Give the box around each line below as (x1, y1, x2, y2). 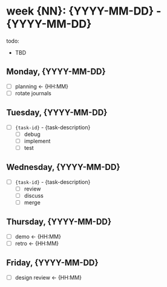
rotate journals (15, 89, 51, 96)
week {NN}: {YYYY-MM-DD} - (6, 4, 162, 18)
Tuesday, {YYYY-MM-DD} (6, 107, 108, 118)
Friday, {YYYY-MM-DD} (6, 258, 99, 268)
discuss (24, 192, 44, 199)
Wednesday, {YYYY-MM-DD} (6, 162, 120, 172)
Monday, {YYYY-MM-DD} (6, 67, 106, 77)
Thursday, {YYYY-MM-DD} (6, 217, 112, 227)
